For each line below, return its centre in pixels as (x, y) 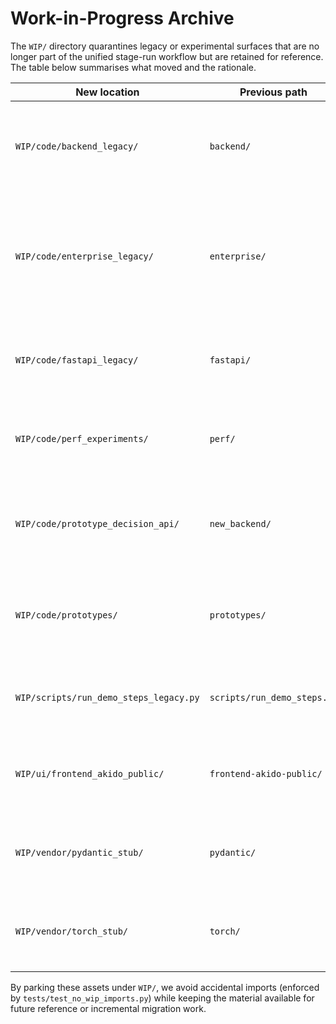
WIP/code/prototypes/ (66, 615)
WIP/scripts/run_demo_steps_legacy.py (107, 697)
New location (107, 92)
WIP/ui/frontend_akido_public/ (90, 773)
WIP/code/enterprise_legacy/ (84, 256)
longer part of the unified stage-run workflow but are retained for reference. (167, 56)
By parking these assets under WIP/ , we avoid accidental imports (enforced (165, 987)
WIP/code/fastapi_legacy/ (77, 360)
